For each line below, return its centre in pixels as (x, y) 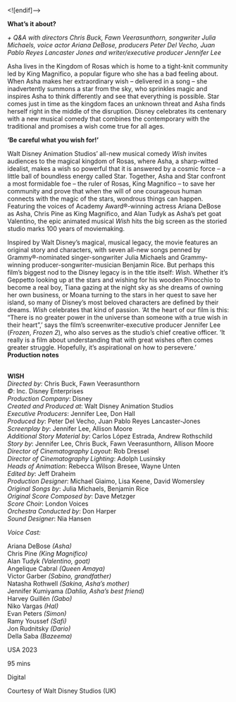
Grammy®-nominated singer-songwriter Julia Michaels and (93, 257)
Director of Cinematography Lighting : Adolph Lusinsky (86, 459)
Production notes (33, 355)
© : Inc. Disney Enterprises (45, 391)
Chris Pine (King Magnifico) (48, 553)
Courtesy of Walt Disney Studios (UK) (62, 691)
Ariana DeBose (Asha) (39, 546)
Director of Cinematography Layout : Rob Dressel (78, 451)
